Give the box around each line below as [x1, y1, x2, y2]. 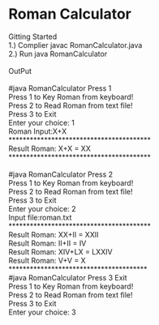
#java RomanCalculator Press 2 [8, 169, 114, 179]
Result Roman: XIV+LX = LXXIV [8, 246, 113, 256]
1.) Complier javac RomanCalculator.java [8, 40, 143, 49]
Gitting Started [8, 32, 58, 41]
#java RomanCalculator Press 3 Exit [8, 272, 127, 282]
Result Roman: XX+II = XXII [8, 229, 99, 239]
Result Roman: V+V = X [8, 255, 87, 265]
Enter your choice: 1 [8, 118, 75, 127]
